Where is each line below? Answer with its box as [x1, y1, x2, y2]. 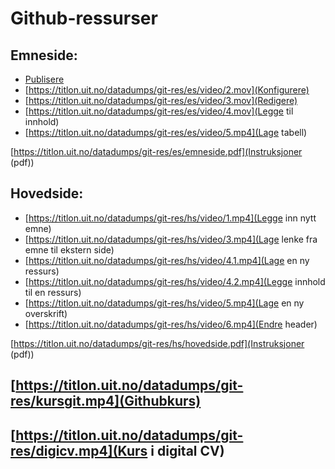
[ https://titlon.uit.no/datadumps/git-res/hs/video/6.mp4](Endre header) [24, 318, 318, 330]
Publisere [24, 73, 65, 85]
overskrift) [24, 307, 68, 319]
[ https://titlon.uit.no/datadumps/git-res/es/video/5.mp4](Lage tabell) [24, 127, 308, 138]
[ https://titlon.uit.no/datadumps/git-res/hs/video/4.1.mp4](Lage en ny [24, 254, 310, 266]
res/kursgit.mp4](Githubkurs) [10, 393, 202, 410]
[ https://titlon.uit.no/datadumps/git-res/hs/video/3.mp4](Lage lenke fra [24, 233, 318, 245]
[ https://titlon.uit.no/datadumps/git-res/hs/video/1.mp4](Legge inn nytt [24, 212, 317, 224]
